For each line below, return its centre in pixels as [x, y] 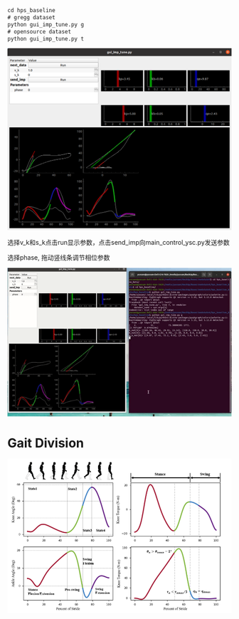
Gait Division [46, 443]
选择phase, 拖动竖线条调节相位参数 [59, 258]
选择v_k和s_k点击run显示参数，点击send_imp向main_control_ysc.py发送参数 [118, 242]
